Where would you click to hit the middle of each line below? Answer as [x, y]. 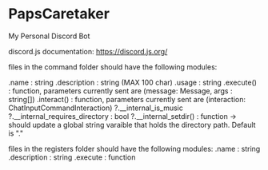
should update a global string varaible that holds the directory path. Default [132, 125]
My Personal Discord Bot [49, 36]
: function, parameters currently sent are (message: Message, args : [120, 91]
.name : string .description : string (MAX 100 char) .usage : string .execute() [133, 82]
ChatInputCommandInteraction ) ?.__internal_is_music [96, 108]
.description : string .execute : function [72, 157]
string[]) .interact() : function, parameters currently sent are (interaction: [127, 99]
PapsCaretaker [59, 14]
